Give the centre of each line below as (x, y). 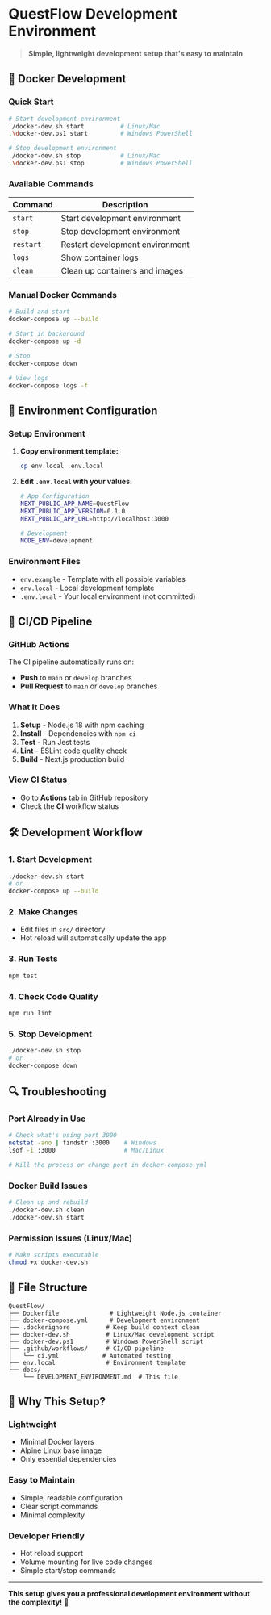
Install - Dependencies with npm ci (78, 733)
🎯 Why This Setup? (57, 1402)
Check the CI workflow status (69, 806)
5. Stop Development (50, 1034)
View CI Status (38, 780)
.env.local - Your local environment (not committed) (108, 596)
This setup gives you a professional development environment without (129, 1593)
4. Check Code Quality (53, 996)
